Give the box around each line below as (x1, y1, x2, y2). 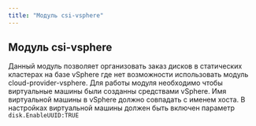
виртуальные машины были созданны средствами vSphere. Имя (8, 87, 227, 96)
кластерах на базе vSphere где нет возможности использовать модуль (8, 70, 249, 80)
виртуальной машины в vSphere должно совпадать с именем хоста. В (8, 95, 246, 105)
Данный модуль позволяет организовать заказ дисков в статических (8, 61, 243, 71)
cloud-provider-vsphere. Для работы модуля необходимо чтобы (8, 78, 223, 87)
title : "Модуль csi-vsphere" (8, 11, 104, 20)
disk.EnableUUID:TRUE (8, 112, 80, 120)
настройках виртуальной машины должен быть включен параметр (8, 103, 235, 113)
